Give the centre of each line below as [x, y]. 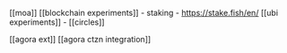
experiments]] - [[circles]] [57, 22]
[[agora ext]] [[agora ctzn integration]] [80, 39]
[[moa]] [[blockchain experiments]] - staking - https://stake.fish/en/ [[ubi [144, 13]
